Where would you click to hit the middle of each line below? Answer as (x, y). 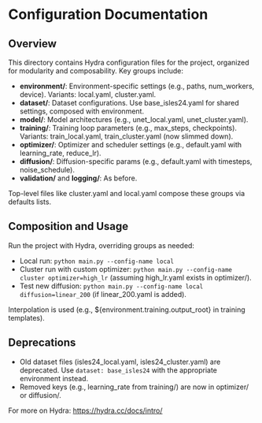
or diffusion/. (40, 395)
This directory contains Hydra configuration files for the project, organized (129, 62)
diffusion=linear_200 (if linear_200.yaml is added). (103, 294)
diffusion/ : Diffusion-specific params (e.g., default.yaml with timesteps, (136, 161)
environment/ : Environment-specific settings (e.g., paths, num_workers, (137, 86)
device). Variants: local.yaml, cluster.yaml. (88, 95)
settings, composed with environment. (81, 111)
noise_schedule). (47, 170)
